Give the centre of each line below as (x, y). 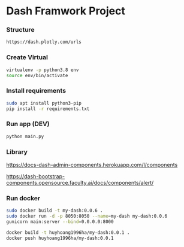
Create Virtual (27, 57)
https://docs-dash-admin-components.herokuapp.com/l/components (92, 164)
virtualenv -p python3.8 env (43, 70)
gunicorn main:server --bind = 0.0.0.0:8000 (60, 222)
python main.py (25, 136)
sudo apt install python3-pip (44, 103)
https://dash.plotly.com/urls (44, 42)
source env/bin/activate (37, 75)
